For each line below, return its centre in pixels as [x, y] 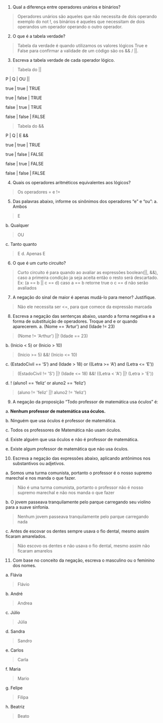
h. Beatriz [15, 707]
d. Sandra [15, 631]
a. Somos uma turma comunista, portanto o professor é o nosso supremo [79, 473]
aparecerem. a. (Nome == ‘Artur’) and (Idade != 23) [64, 327]
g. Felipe [14, 688]
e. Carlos [15, 650]
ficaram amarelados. [26, 536]
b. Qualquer [17, 225]
